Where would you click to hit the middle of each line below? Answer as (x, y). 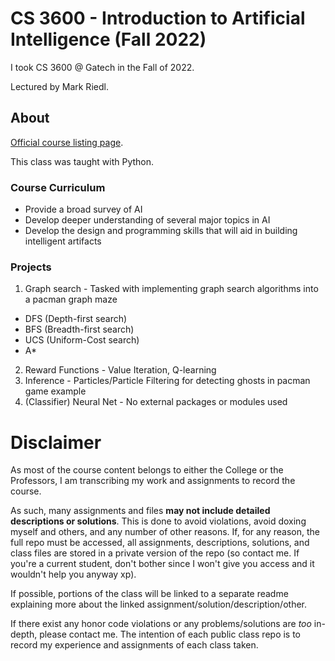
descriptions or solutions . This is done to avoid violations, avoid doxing (158, 521)
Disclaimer (56, 442)
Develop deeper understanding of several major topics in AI (147, 220)
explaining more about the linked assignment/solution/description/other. (158, 604)
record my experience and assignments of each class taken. (134, 645)
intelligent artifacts (63, 241)
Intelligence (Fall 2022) (108, 39)
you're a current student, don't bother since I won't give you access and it (162, 564)
